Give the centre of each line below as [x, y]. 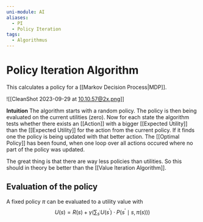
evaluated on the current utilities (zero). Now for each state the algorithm [98, 117]
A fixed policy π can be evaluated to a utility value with [75, 201]
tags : [13, 35]
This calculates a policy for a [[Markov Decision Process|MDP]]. [87, 87]
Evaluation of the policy [52, 187]
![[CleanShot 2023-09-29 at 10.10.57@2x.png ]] [66, 99]
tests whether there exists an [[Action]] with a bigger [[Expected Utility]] [97, 123]
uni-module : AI [26, 12]
